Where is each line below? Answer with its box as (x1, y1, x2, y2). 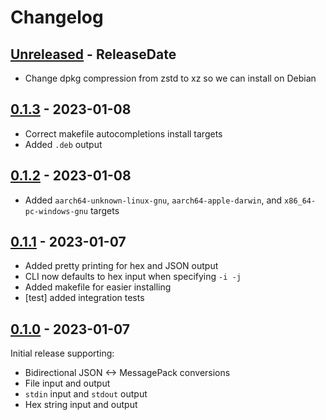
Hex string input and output (24, 399, 138, 411)
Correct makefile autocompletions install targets (24, 127, 223, 140)
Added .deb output (24, 138, 103, 150)
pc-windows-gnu (24, 206, 89, 216)
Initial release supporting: (10, 347, 115, 360)
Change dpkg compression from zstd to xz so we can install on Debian (24, 72, 317, 84)
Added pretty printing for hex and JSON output (24, 260, 219, 272)
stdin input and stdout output (24, 388, 148, 400)
